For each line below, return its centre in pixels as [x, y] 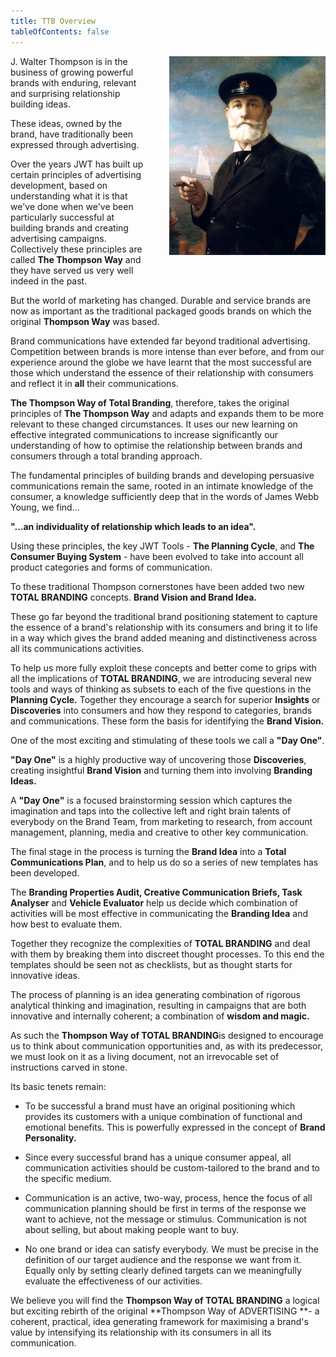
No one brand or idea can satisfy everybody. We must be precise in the [171, 1249]
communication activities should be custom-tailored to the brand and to [172, 1167]
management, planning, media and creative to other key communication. [159, 832]
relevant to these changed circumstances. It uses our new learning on [154, 424]
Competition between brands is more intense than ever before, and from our [167, 351]
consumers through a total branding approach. [106, 456]
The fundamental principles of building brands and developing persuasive [162, 475]
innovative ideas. [45, 975]
